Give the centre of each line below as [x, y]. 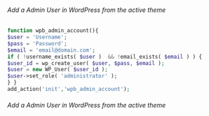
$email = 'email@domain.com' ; [52, 50]
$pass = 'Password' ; [38, 43]
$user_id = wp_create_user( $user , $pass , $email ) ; [86, 63]
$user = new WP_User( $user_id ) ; [58, 70]
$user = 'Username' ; [38, 37]
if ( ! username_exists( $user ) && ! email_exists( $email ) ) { [104, 57]
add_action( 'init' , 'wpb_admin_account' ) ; [69, 89]
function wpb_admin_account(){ [53, 31]
